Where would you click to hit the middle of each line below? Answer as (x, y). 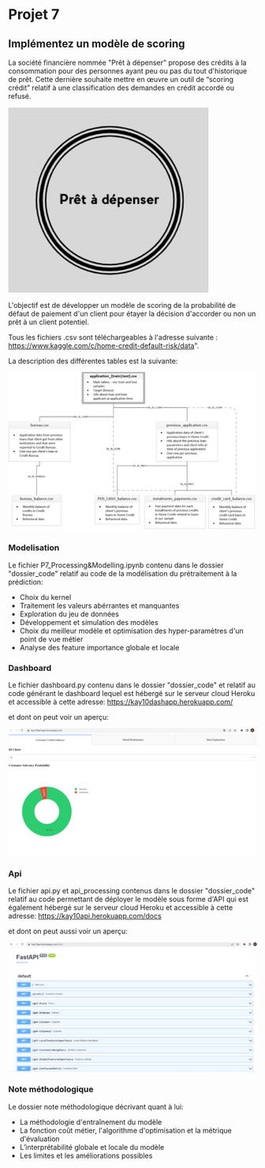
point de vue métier (51, 639)
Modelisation (34, 548)
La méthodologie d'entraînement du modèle (91, 1121)
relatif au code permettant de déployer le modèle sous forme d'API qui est (128, 899)
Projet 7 (34, 15)
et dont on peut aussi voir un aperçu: (68, 931)
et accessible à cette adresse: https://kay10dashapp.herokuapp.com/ (121, 702)
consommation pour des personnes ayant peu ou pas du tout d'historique (128, 71)
